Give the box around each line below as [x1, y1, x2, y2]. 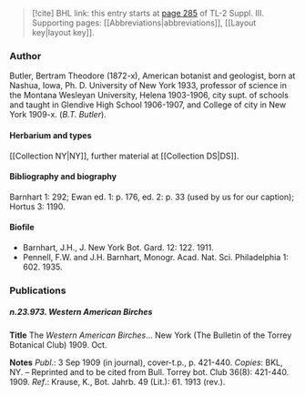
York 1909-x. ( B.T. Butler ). [9, 109, 107, 120]
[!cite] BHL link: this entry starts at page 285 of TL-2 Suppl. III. [31, 8, 265, 18]
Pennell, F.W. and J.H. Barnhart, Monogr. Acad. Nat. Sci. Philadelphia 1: [22, 251, 289, 262]
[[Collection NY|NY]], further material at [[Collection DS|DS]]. [9, 150, 239, 161]
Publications [9, 284, 66, 297]
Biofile [9, 222, 35, 233]
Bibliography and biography [9, 171, 117, 182]
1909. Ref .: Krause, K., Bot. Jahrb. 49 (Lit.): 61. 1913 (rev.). [9, 376, 226, 387]
